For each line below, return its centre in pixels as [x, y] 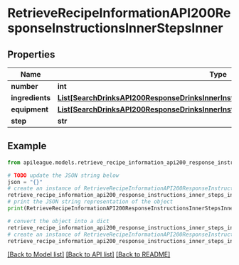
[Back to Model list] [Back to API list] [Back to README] [89, 254]
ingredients [31, 98]
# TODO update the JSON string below [63, 175]
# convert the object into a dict [59, 221]
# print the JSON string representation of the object [90, 202]
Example [27, 146]
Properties [31, 54]
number [25, 86]
